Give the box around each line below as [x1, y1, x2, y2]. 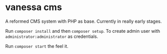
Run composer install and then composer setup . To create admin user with [5, 28, 160, 34]
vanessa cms [5, 2, 62, 13]
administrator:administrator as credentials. [5, 33, 99, 39]
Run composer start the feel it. [5, 43, 69, 49]
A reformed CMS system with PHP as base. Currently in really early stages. [5, 18, 162, 24]
